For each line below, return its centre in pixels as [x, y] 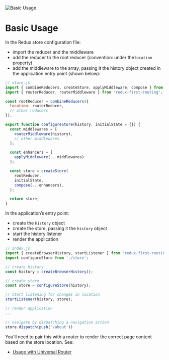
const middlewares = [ [33, 129]
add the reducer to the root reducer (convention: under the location [82, 57]
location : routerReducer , [37, 106]
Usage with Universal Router [42, 352]
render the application [35, 239]
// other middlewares [37, 139]
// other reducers [29, 111]
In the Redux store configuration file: [43, 42]
